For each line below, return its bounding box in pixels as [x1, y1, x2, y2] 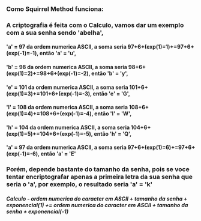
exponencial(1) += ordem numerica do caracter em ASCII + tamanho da [6, 201, 188, 208]
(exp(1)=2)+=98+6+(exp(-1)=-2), [6, 70, 91, 77]
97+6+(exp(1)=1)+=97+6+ [127, 43, 194, 50]
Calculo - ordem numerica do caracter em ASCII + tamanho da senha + [6, 195, 188, 202]
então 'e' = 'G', [92, 89, 130, 97]
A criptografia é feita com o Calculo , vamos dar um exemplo [6, 20, 184, 29]
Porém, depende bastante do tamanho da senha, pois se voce [6, 165, 190, 174]
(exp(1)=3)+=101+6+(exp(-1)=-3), [6, 89, 92, 97]
